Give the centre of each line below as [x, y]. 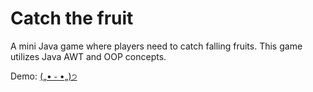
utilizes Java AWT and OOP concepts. [88, 56]
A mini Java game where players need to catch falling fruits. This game [156, 46]
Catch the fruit [72, 18]
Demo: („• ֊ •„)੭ [44, 76]
